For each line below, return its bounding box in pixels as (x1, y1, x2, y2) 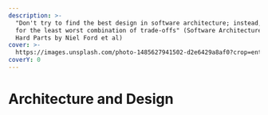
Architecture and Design (8, 90, 174, 108)
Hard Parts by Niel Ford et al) (15, 33, 124, 42)
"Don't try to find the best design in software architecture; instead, (15, 19, 262, 27)
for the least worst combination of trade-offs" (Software (15, 26, 216, 34)
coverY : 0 (8, 56, 41, 64)
